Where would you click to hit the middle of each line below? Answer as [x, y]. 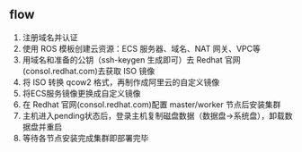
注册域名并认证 [50, 37]
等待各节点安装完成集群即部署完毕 [85, 138]
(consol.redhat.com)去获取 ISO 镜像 [89, 71]
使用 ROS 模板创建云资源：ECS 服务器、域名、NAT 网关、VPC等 [141, 48]
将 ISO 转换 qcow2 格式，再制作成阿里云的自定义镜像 [121, 82]
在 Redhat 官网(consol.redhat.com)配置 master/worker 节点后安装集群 [151, 104]
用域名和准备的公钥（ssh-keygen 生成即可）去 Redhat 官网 [131, 59]
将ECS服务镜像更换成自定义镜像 [81, 93]
